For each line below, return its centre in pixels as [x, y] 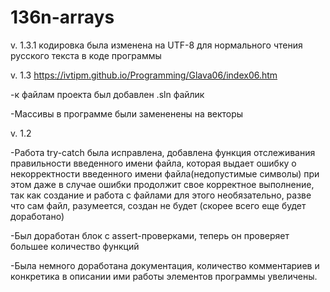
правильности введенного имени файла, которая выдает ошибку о [153, 163]
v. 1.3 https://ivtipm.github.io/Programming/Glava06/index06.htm [144, 75]
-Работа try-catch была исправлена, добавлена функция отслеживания [163, 152]
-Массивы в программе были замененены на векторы [127, 113]
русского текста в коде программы [86, 55]
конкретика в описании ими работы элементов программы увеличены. [164, 276]
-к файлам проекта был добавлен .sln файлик [107, 94]
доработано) [37, 216]
